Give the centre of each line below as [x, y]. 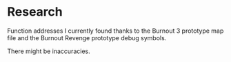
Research [35, 12]
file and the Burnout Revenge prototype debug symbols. [87, 37]
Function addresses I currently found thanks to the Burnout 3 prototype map [115, 31]
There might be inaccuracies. [49, 51]
